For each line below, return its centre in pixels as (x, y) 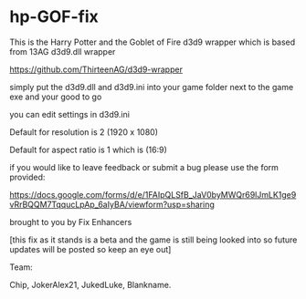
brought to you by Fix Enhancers (71, 222)
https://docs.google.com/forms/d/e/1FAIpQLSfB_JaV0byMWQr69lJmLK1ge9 (153, 194)
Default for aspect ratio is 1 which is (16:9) (88, 149)
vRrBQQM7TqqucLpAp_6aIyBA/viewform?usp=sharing (112, 204)
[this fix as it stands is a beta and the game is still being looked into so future (153, 240)
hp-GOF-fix (54, 17)
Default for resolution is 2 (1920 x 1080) (84, 132)
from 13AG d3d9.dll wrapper (63, 51)
